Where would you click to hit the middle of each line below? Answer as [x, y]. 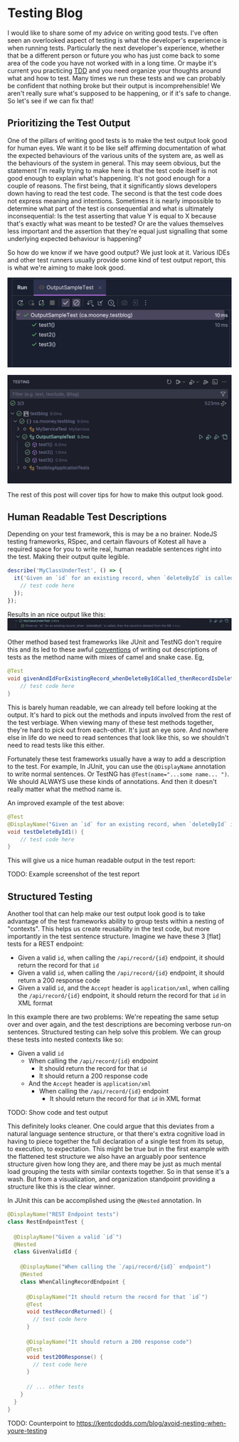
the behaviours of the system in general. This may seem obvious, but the [114, 163]
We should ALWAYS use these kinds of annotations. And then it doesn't [112, 781]
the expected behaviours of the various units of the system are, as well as [116, 155]
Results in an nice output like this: [56, 614]
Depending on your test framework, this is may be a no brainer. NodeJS [112, 534]
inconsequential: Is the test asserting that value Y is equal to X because [112, 216]
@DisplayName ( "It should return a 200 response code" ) [109, 1342]
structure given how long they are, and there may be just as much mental [115, 1164]
